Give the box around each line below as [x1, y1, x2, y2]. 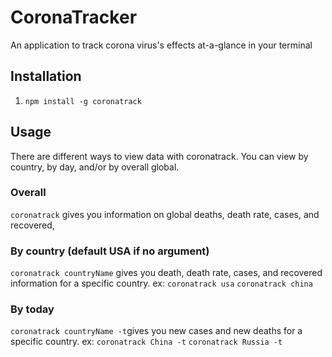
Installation [10, 68, 82, 85]
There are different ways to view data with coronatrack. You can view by [10, 150, 309, 162]
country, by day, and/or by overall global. [10, 161, 180, 173]
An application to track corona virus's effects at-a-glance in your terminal [10, 39, 313, 51]
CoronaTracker [10, 6, 138, 29]
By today [10, 302, 55, 316]
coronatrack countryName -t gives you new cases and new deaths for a [10, 325, 303, 337]
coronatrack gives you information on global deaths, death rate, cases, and [10, 208, 320, 220]
